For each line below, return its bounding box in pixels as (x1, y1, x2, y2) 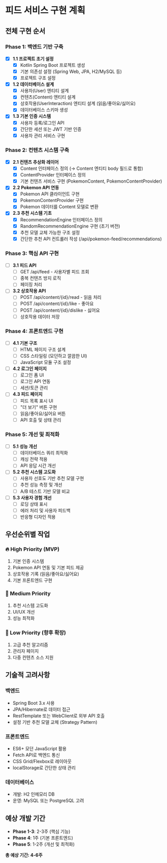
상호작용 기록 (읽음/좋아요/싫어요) (12, 571, 80, 577)
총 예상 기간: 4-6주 (5, 852, 43, 858)
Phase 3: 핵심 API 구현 (5, 249, 59, 257)
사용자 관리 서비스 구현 (20, 132, 65, 138)
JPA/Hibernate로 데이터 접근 (12, 706, 71, 712)
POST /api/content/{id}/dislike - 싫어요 (20, 307, 100, 313)
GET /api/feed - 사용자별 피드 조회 (20, 269, 90, 275)
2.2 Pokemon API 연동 (12, 185, 59, 191)
